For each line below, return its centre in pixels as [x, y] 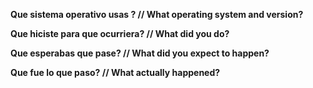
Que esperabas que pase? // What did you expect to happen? [140, 53]
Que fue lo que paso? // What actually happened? [115, 72]
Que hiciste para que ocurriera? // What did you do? [120, 33]
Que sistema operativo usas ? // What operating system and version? [157, 14]
